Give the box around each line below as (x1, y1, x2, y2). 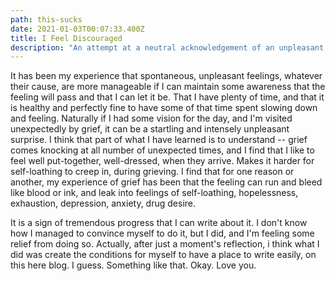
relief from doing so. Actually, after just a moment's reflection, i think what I (10, 238, 320, 250)
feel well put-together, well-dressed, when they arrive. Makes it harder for (10, 155, 315, 167)
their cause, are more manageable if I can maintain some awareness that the (10, 81, 326, 93)
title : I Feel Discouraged (10, 33, 123, 43)
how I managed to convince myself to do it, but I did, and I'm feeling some (10, 227, 315, 240)
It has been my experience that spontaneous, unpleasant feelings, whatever (10, 70, 323, 82)
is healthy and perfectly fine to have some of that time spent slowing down (10, 102, 318, 114)
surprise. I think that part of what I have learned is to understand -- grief (10, 134, 308, 146)
